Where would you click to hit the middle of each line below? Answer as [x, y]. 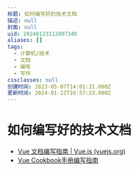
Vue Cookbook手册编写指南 [58, 160]
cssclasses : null [33, 80]
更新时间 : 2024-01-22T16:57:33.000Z [59, 93]
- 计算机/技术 [32, 54]
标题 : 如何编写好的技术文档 [42, 14]
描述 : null [22, 21]
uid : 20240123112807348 [42, 34]
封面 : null [22, 27]
